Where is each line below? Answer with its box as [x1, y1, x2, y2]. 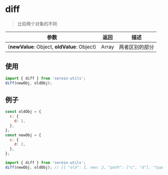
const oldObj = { [5, 109, 41, 114]
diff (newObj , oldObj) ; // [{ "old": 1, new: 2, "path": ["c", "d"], [5, 164, 151, 170]
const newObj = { [5, 132, 41, 137]
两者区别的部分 [118, 44, 154, 51]
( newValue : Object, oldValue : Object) [7, 43, 96, 50]
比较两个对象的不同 [17, 21, 57, 27]
